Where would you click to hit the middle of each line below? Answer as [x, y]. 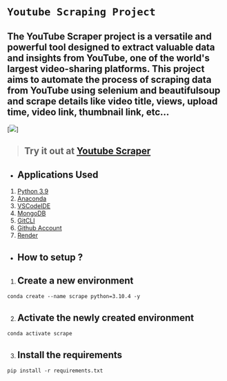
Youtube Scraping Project [81, 12]
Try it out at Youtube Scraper [87, 151]
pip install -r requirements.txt [55, 371]
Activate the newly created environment [106, 318]
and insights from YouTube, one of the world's [109, 58]
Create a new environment [75, 280]
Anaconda [32, 198]
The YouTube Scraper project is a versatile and [109, 36]
